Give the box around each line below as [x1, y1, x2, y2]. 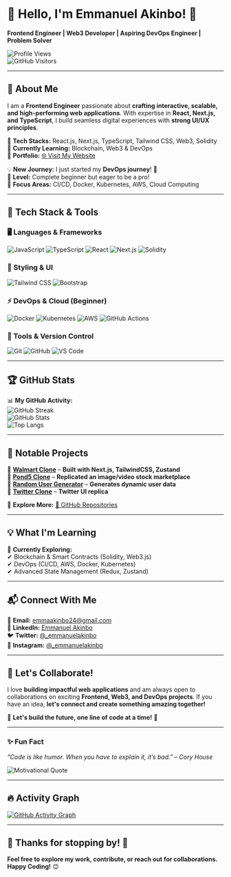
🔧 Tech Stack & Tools [7, 206, 98, 219]
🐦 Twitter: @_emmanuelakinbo [7, 631, 98, 639]
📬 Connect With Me [7, 595, 97, 606]
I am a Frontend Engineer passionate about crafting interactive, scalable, [7, 101, 218, 109]
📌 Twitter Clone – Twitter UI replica [7, 487, 109, 496]
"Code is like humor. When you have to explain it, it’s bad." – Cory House [7, 753, 213, 761]
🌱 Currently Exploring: [7, 545, 72, 553]
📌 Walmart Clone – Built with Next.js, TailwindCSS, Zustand [7, 465, 181, 474]
